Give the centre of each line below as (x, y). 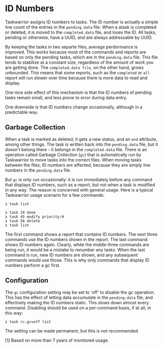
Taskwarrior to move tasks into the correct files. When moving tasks (73, 160)
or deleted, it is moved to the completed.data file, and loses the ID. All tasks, (81, 32)
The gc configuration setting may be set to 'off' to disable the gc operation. (80, 292)
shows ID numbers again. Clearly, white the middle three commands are (77, 244)
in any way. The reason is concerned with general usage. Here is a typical (79, 190)
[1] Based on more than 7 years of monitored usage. (57, 340)
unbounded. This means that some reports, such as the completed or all (77, 72)
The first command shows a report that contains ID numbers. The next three (81, 234)
